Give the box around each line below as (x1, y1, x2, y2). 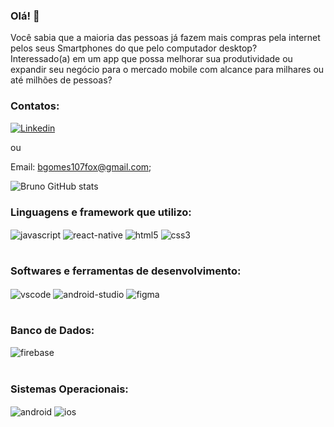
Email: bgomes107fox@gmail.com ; (10, 160, 152, 173)
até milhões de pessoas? (10, 74, 113, 86)
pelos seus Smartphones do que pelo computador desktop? (10, 42, 258, 54)
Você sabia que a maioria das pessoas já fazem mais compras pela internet (10, 32, 321, 44)
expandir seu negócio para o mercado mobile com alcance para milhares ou (10, 64, 325, 76)
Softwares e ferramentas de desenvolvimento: (10, 264, 242, 278)
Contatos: (10, 99, 60, 113)
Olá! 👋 (10, 9, 40, 23)
